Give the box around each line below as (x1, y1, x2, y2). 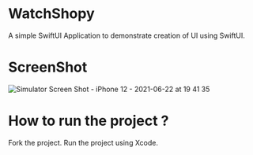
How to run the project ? (8, 112, 169, 130)
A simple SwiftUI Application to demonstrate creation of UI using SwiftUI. (8, 31, 245, 40)
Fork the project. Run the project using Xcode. (8, 138, 158, 147)
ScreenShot (8, 58, 88, 76)
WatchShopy (8, 5, 95, 23)
